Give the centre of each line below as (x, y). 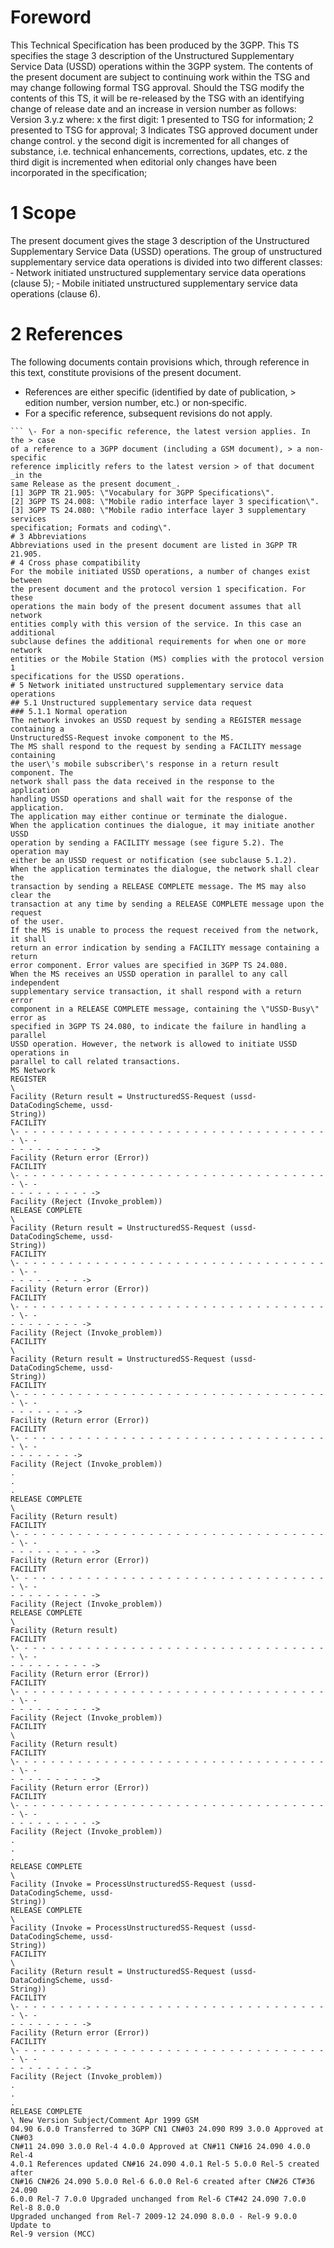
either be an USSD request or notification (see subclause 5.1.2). (154, 860)
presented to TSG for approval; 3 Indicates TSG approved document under (164, 130)
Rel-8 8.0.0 (35, 2207)
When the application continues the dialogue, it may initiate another (162, 825)
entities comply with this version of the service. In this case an (156, 624)
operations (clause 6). (56, 293)
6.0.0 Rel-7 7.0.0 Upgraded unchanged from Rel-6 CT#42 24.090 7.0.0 (158, 2199)
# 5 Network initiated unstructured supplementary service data (147, 685)
